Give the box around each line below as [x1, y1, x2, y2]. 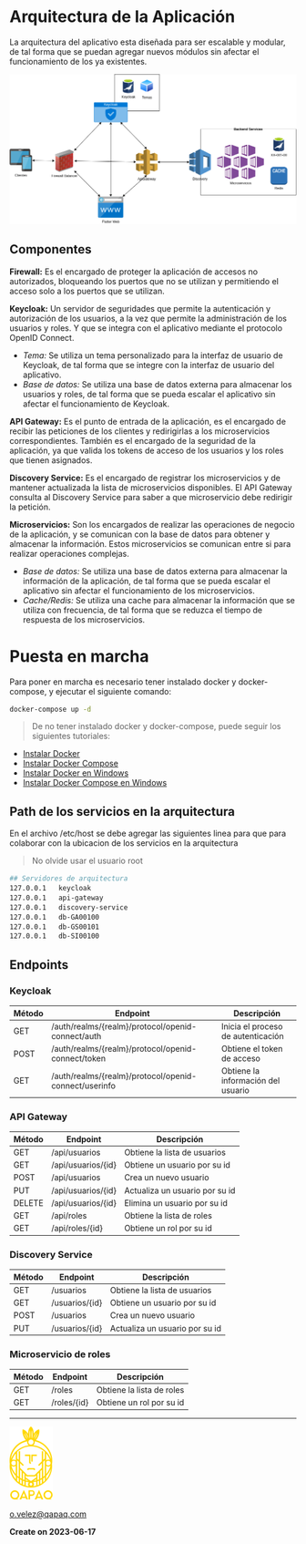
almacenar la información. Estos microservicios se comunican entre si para [9, 538, 291, 549]
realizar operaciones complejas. [9, 548, 130, 559]
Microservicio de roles [9, 1348, 111, 1361]
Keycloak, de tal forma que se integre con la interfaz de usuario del [22, 359, 275, 370]
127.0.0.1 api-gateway [9, 893, 104, 902]
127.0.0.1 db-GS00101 [9, 922, 100, 932]
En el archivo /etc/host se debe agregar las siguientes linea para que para [9, 828, 287, 839]
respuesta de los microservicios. [22, 613, 146, 625]
